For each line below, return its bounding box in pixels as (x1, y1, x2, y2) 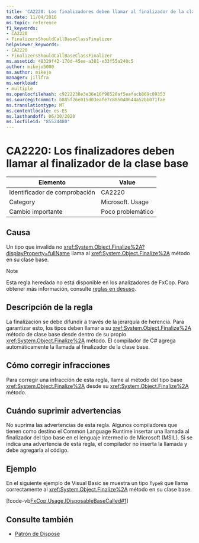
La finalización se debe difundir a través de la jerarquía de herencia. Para (6, 318, 185, 325)
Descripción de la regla (6, 303, 93, 313)
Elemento (38, 178, 66, 187)
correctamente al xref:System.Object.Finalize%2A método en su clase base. (6, 486, 192, 493)
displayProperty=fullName (6, 249, 70, 256)
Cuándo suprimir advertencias (6, 406, 121, 416)
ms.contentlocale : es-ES (6, 108, 68, 114)
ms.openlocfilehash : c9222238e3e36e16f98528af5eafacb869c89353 (6, 91, 166, 97)
